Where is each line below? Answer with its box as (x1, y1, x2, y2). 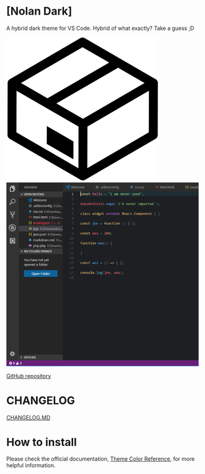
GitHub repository (6, 372, 51, 379)
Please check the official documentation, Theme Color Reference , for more (6, 455, 195, 462)
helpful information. (6, 462, 56, 469)
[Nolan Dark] (6, 4, 73, 18)
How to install (6, 435, 77, 449)
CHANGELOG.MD (6, 414, 51, 421)
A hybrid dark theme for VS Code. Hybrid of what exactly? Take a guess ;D (6, 24, 195, 32)
